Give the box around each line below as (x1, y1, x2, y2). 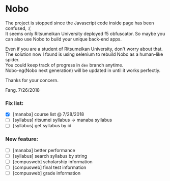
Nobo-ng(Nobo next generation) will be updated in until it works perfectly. (5, 67, 161, 74)
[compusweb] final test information (12, 164, 87, 170)
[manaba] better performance (12, 147, 75, 153)
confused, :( (5, 25, 31, 31)
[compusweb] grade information (12, 170, 80, 176)
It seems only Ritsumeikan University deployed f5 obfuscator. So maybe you (5, 30, 165, 37)
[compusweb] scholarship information (12, 158, 93, 165)
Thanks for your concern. (5, 77, 59, 83)
